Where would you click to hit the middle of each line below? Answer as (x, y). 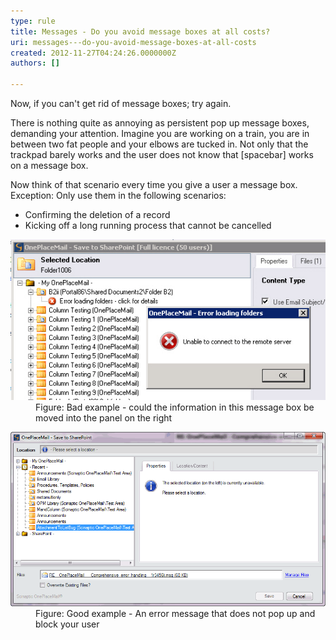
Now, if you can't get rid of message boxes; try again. (121, 103)
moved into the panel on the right (104, 417)
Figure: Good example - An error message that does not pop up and (175, 613)
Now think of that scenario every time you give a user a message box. (154, 184)
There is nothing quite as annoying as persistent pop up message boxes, (160, 123)
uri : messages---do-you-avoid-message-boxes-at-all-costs (133, 42)
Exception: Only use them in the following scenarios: (118, 195)
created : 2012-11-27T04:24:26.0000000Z (93, 53)
